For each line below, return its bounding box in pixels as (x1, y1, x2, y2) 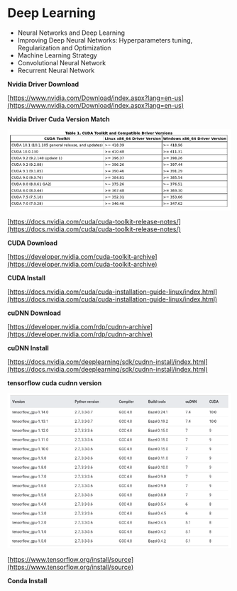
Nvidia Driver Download (7, 79, 79, 88)
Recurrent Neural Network (17, 66, 95, 74)
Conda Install (7, 576, 48, 585)
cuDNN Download (7, 309, 62, 317)
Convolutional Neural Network (17, 58, 106, 67)
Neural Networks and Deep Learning (17, 28, 126, 37)
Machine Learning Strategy (17, 51, 98, 60)
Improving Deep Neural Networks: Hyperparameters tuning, (17, 35, 193, 44)
